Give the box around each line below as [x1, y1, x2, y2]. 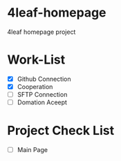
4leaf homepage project [7, 28, 76, 36]
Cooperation [17, 82, 53, 91]
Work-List [7, 52, 66, 68]
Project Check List [7, 123, 115, 139]
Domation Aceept [17, 98, 68, 106]
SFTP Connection [17, 91, 68, 98]
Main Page [17, 146, 48, 154]
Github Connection [17, 75, 71, 83]
